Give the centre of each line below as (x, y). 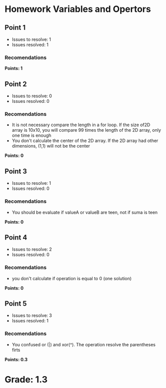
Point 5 (16, 304)
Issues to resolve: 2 (32, 249)
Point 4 (16, 237)
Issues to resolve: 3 (32, 315)
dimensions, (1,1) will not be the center (51, 146)
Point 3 (16, 171)
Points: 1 (14, 69)
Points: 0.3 (16, 359)
